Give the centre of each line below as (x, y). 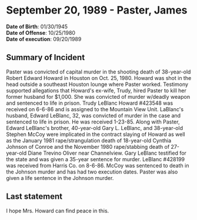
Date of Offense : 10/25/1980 (41, 32)
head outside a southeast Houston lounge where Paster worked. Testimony (97, 84)
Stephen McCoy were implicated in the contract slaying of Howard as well (96, 134)
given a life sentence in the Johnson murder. (60, 178)
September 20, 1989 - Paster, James (97, 10)
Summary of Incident (46, 57)
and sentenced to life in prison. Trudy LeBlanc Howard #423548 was (90, 103)
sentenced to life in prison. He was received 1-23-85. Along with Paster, (93, 122)
